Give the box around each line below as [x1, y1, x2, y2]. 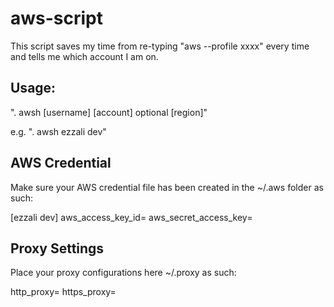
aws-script [10, 7, 104, 30]
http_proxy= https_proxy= [10, 286, 117, 298]
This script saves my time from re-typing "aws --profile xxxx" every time [10, 40, 310, 52]
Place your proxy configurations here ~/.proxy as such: [10, 267, 237, 279]
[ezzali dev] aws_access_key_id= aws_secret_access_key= [10, 211, 253, 223]
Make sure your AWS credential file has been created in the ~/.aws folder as [10, 181, 324, 193]
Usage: [10, 80, 57, 97]
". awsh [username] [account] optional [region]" [10, 106, 208, 118]
